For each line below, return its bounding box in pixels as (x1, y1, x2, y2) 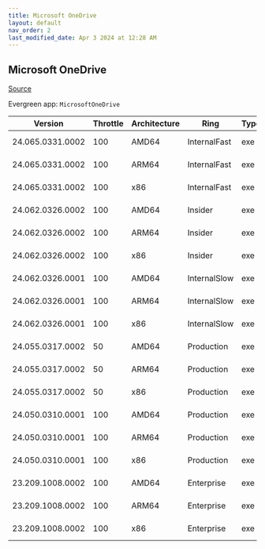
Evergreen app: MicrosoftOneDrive (8, 100, 121, 109)
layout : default (8, 19, 62, 27)
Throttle (92, 118, 124, 129)
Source (8, 84, 32, 93)
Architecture (131, 118, 180, 129)
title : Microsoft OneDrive (8, 11, 97, 20)
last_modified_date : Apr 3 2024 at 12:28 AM (8, 33, 157, 42)
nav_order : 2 (8, 26, 51, 34)
